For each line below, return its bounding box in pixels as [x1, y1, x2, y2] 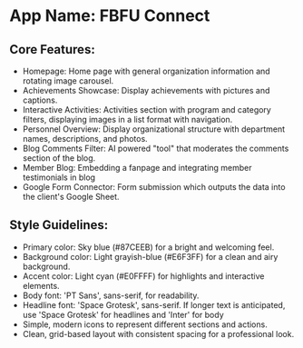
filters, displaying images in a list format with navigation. [22, 114, 233, 124]
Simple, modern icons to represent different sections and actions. [22, 319, 268, 330]
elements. [22, 280, 61, 291]
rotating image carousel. [22, 75, 114, 86]
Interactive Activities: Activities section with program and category [22, 104, 272, 114]
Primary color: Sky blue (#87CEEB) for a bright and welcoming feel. [22, 242, 275, 253]
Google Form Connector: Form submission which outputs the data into [22, 182, 286, 192]
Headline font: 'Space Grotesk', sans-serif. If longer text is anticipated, [22, 299, 286, 310]
